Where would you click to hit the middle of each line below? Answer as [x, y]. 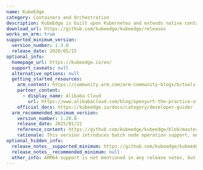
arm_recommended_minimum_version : [55, 113]
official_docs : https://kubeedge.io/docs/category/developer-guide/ [105, 107]
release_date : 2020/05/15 [44, 51]
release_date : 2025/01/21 [50, 124]
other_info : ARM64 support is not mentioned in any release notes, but [104, 157]
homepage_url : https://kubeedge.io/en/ [62, 62]
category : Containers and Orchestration [58, 17]
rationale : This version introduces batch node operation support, [104, 135]
